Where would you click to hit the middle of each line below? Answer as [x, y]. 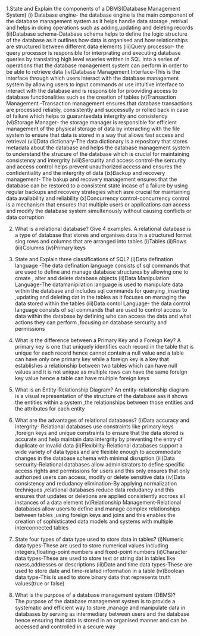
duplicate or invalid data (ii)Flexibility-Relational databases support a [99, 445]
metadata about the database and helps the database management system [98, 148]
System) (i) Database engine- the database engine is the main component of [100, 15]
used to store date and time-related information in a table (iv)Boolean [99, 571]
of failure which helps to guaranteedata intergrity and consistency [87, 116]
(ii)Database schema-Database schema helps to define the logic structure [97, 34]
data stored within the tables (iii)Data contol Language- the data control [102, 303]
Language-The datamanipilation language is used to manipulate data [99, 284]
